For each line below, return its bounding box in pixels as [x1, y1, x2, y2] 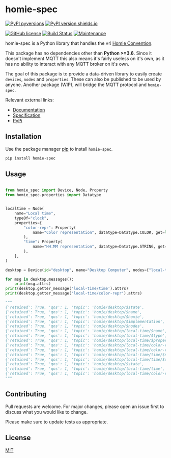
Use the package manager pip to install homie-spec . [5, 146, 113, 152]
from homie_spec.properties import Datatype [5, 193, 101, 198]
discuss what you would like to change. [5, 409, 88, 415]
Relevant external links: [5, 97, 54, 103]
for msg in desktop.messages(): [5, 277, 74, 282]
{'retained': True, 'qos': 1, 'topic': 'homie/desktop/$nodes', [5, 324, 145, 329]
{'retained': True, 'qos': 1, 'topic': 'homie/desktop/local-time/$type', [5, 333, 167, 338]
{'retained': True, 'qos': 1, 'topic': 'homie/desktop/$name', [5, 309, 142, 314]
